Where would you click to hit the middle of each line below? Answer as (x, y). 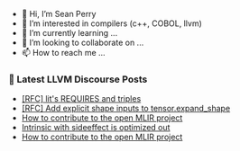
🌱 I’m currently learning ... (69, 33)
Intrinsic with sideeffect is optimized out (96, 128)
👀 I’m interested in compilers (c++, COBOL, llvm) (111, 23)
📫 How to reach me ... (63, 53)
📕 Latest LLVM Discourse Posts (78, 79)
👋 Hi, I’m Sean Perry (59, 14)
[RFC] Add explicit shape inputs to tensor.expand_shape (126, 109)
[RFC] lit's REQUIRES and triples (81, 99)
